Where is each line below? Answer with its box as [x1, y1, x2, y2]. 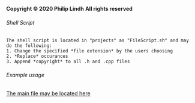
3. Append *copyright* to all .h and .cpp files [6, 58, 130, 65]
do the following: [6, 43, 52, 49]
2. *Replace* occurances [6, 54, 68, 60]
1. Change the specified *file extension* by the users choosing [6, 48, 173, 54]
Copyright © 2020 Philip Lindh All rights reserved [6, 5, 133, 12]
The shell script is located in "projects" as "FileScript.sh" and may [6, 37, 189, 44]
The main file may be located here [6, 90, 91, 97]
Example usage [6, 71, 45, 78]
